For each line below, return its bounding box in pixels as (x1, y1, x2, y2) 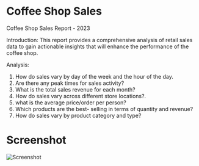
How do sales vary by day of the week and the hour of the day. (15, 73, 174, 80)
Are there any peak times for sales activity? (15, 79, 125, 87)
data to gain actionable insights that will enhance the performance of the (6, 43, 189, 50)
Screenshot (6, 133, 67, 147)
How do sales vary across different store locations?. (15, 92, 147, 99)
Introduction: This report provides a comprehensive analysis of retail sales (6, 36, 193, 43)
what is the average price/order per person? (15, 99, 126, 106)
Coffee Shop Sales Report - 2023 (6, 24, 90, 32)
